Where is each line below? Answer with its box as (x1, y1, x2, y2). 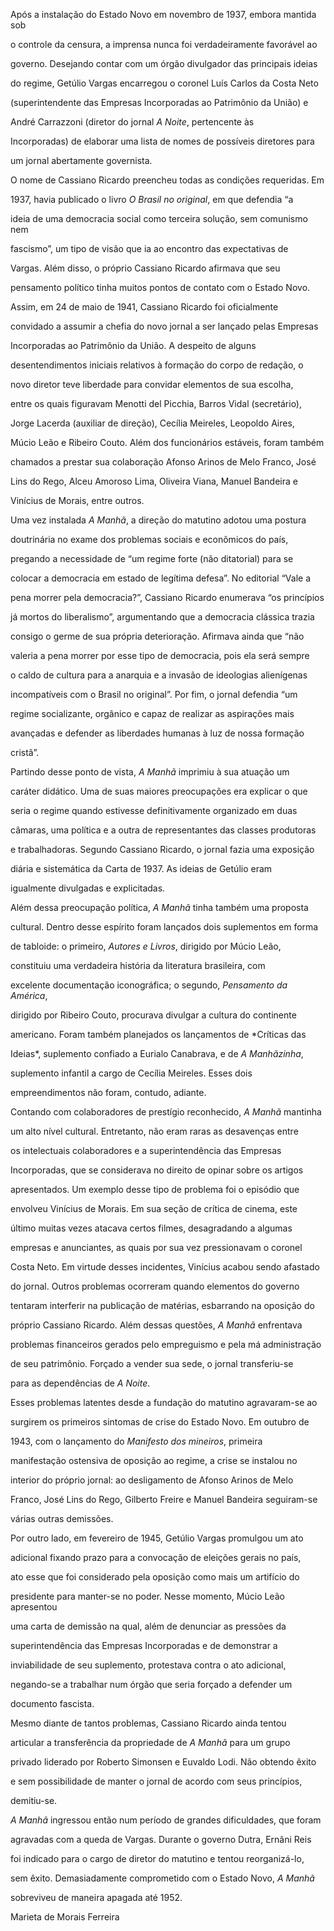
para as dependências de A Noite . (10, 1377, 151, 1389)
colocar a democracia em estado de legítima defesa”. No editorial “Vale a (10, 572, 312, 584)
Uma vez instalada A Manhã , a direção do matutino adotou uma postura (10, 514, 307, 526)
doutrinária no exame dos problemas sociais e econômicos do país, (10, 534, 289, 545)
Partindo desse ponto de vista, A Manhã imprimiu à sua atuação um (10, 766, 290, 778)
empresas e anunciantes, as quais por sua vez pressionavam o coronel (10, 1242, 303, 1253)
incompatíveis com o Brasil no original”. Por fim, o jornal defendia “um (10, 689, 298, 700)
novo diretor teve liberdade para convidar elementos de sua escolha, (10, 379, 294, 390)
